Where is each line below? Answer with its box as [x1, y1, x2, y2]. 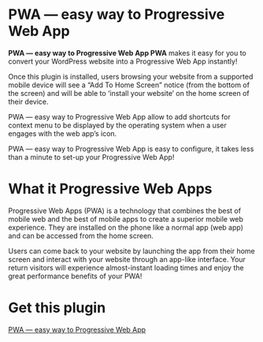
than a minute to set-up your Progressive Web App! [8, 152, 175, 162]
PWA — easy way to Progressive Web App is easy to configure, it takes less [8, 144, 254, 153]
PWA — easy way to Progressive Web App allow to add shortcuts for [8, 112, 231, 121]
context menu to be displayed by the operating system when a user [8, 120, 227, 130]
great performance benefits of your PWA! [8, 271, 143, 281]
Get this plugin [8, 299, 106, 317]
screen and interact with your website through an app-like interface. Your [8, 254, 246, 264]
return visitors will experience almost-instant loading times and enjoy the [8, 263, 244, 272]
